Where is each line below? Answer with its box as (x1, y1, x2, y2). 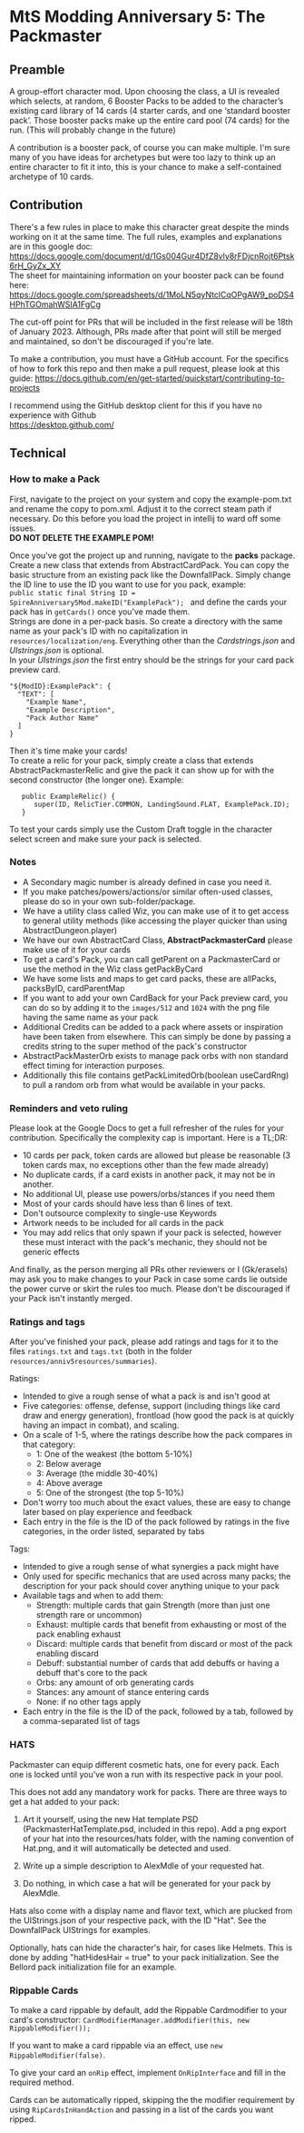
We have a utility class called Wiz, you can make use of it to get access (22, 905, 289, 916)
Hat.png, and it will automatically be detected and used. (22, 1842, 231, 1853)
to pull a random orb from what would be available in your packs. (22, 1079, 266, 1090)
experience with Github (9, 409, 97, 420)
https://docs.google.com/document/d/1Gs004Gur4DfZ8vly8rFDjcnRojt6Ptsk (9, 250, 295, 261)
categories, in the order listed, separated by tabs (22, 1526, 205, 1537)
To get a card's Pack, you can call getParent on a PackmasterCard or (22, 953, 281, 964)
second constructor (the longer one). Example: (9, 774, 184, 785)
